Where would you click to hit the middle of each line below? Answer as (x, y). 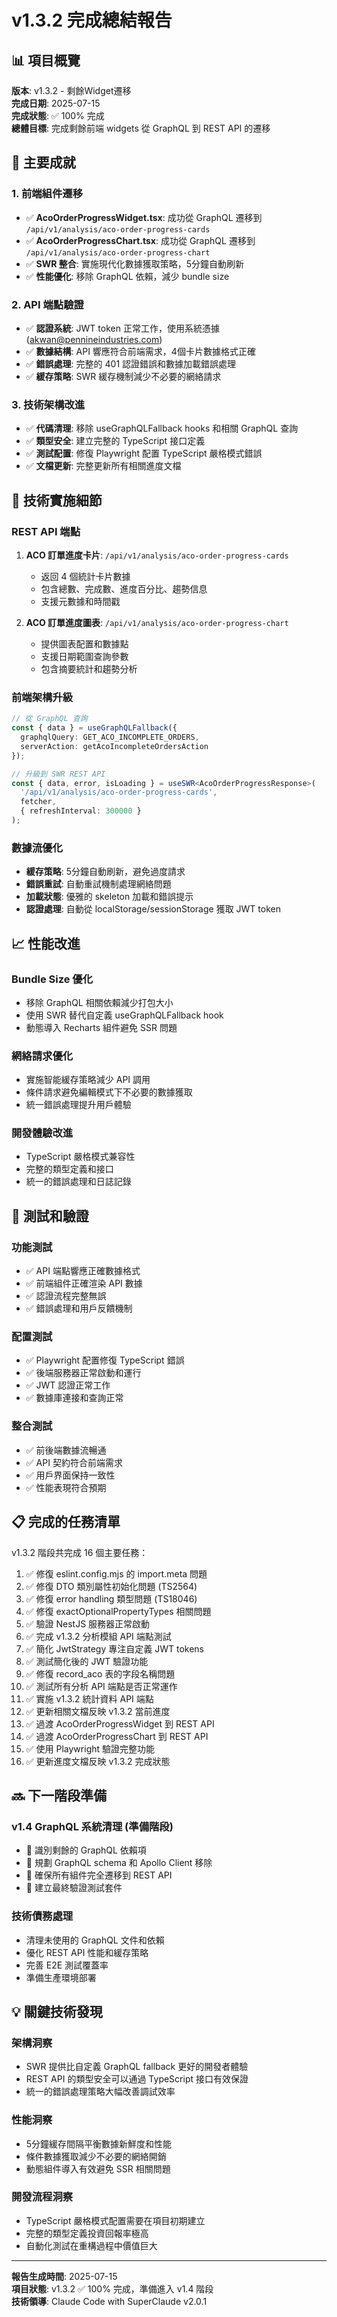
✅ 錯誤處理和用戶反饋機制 (79, 1308)
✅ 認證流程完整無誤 (66, 1296)
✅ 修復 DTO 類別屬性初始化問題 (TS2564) (111, 1586)
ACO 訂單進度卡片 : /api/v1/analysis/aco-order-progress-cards (157, 555)
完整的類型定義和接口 (69, 1169)
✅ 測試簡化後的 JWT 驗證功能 (87, 1661)
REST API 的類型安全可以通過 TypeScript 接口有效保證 (137, 2079)
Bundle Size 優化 (52, 979)
